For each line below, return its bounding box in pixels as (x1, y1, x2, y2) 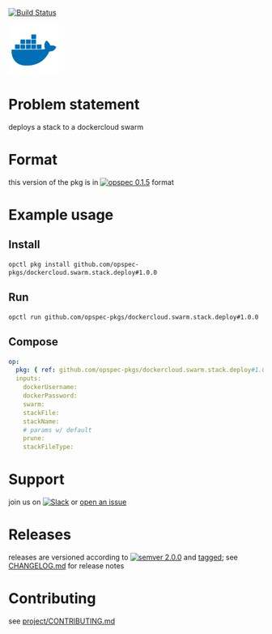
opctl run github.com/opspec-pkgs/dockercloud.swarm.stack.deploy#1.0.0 (8, 313, 259, 321)
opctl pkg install (8, 260, 70, 268)
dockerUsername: (23, 383, 79, 392)
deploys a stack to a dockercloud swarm (8, 122, 144, 131)
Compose (8, 335, 58, 349)
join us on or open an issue (8, 497, 127, 507)
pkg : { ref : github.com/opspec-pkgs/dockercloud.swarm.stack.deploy (15, 366, 252, 375)
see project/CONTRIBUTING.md (8, 616, 116, 626)
